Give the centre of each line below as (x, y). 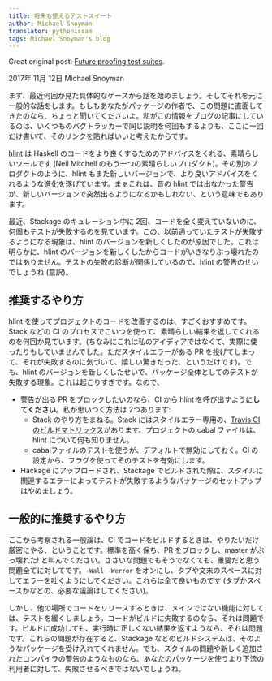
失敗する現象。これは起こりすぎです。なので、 (86, 382)
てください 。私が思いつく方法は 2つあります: (95, 410)
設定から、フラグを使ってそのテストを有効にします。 (121, 460)
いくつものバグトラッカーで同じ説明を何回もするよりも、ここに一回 (150, 126)
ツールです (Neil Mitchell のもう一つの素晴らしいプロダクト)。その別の (133, 164)
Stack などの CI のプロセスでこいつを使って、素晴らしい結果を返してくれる (134, 332)
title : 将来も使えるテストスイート (60, 16)
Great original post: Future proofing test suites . (86, 62)
